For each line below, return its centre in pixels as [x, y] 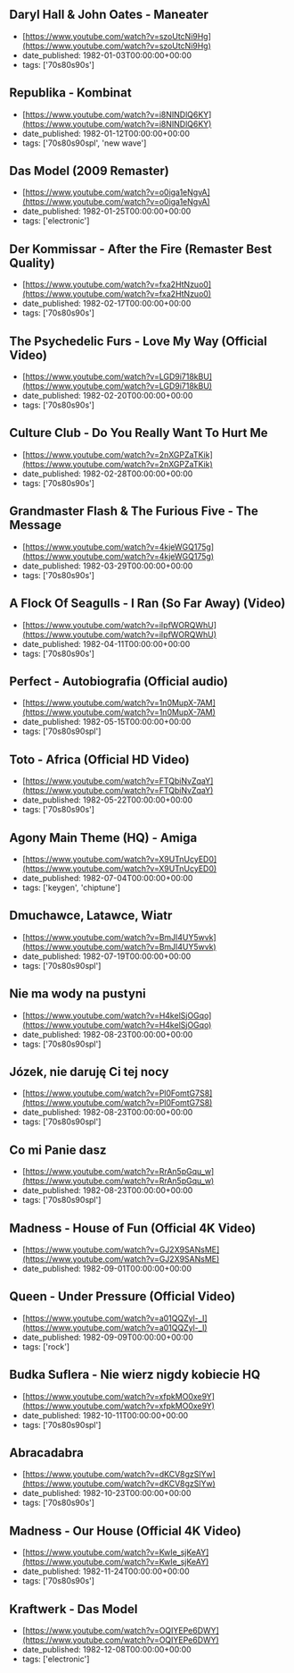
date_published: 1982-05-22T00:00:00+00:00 [107, 800]
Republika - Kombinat [70, 93]
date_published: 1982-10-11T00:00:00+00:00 [105, 1415]
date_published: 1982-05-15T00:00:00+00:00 [106, 722]
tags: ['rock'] [45, 1346]
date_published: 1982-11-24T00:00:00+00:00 [106, 1571]
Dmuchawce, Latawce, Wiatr [91, 916]
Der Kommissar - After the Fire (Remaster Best [141, 249]
